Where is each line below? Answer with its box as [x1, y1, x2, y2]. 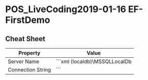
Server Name [8, 58, 40, 65]
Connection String [8, 66, 51, 73]
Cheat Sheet [5, 34, 46, 43]
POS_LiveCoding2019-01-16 [5, 4, 127, 15]
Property [18, 50, 41, 56]
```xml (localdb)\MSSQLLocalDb [55, 58, 132, 65]
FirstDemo [5, 14, 51, 26]
